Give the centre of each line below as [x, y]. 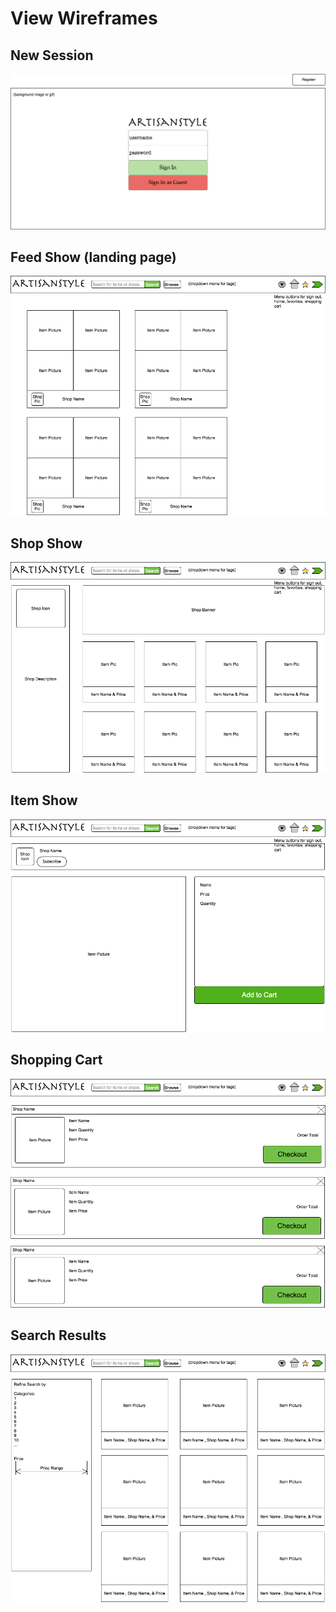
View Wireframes [84, 18]
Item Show [44, 800]
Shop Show [46, 543]
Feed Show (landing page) [93, 257]
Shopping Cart [56, 1060]
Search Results [58, 1335]
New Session [52, 55]
